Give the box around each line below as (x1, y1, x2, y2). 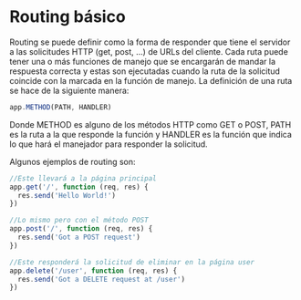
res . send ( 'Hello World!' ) (17, 191, 117, 200)
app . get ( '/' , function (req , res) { (9, 182, 149, 191)
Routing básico (9, 6, 126, 27)
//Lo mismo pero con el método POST (9, 216, 149, 225)
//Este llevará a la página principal (9, 173, 157, 183)
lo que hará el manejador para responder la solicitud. (9, 139, 208, 150)
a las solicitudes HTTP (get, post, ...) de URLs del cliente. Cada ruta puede (9, 46, 289, 57)
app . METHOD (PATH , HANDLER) (9, 102, 112, 111)
